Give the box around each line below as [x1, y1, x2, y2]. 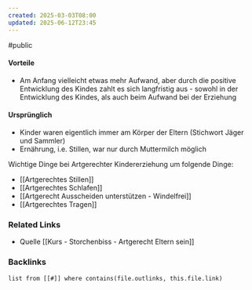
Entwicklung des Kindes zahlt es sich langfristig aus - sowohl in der [19, 84, 239, 93]
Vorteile [8, 58, 35, 67]
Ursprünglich [8, 111, 53, 120]
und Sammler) [19, 136, 66, 145]
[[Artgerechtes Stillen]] [19, 174, 94, 184]
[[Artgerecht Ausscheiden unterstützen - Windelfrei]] [19, 191, 192, 201]
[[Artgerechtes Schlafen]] [19, 183, 103, 192]
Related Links [8, 219, 61, 230]
